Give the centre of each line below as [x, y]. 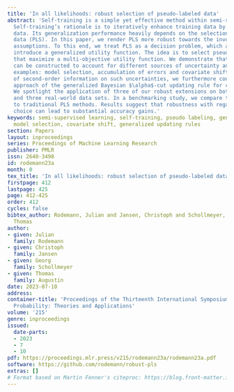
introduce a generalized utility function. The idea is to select [112, 53]
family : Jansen [36, 254]
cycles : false [28, 209]
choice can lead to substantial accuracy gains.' [87, 111]
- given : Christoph [36, 248]
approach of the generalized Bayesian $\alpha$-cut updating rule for [118, 85]
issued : [18, 326]
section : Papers [31, 131]
